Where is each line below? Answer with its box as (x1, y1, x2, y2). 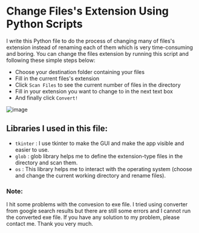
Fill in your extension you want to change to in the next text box (15, 87, 174, 95)
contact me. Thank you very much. (6, 220, 94, 228)
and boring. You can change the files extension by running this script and (6, 50, 189, 57)
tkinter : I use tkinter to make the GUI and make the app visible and (15, 140, 184, 147)
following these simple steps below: (6, 56, 96, 64)
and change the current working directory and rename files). (15, 172, 166, 179)
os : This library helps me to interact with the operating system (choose (15, 165, 192, 172)
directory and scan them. (15, 159, 78, 166)
